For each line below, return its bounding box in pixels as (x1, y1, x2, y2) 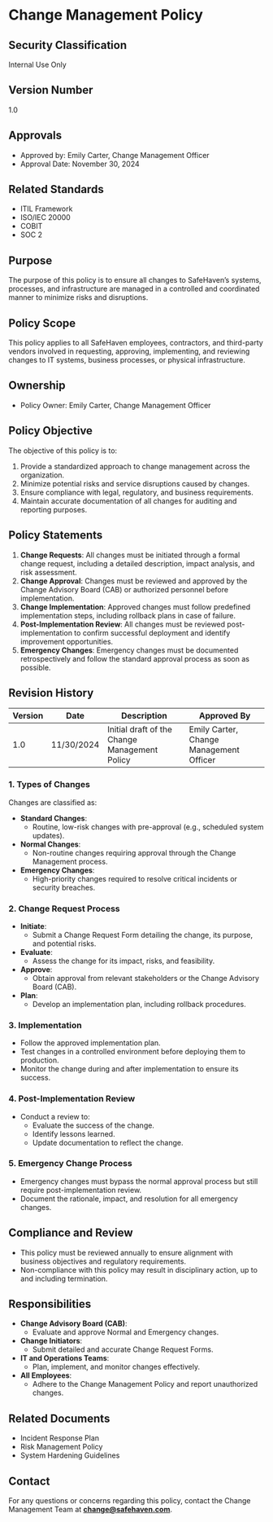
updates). (32, 830, 65, 840)
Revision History (8, 686, 94, 700)
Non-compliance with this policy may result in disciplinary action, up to (19, 1265, 258, 1274)
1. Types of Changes (8, 779, 91, 790)
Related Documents (8, 1411, 110, 1425)
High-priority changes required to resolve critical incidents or (32, 873, 238, 883)
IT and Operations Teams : (19, 1353, 110, 1363)
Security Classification (8, 38, 128, 52)
